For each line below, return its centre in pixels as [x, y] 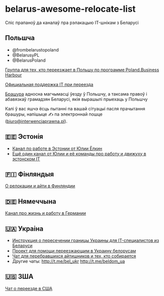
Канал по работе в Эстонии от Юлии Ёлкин [57, 148]
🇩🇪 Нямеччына [31, 201]
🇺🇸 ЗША [19, 277]
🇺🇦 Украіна [24, 229]
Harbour [13, 75]
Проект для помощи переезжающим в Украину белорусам [74, 251]
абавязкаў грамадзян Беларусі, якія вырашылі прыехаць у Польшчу [76, 99]
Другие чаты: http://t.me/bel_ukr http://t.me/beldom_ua [69, 261]
